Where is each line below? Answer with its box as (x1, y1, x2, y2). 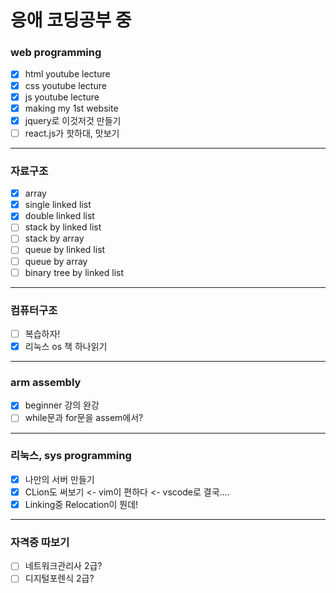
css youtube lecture (24, 79, 107, 91)
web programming (10, 46, 102, 60)
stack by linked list (24, 221, 102, 233)
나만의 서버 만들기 (24, 473, 95, 485)
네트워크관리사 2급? (24, 560, 103, 572)
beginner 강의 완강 (24, 399, 100, 411)
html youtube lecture (24, 68, 111, 80)
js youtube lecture (24, 91, 100, 103)
